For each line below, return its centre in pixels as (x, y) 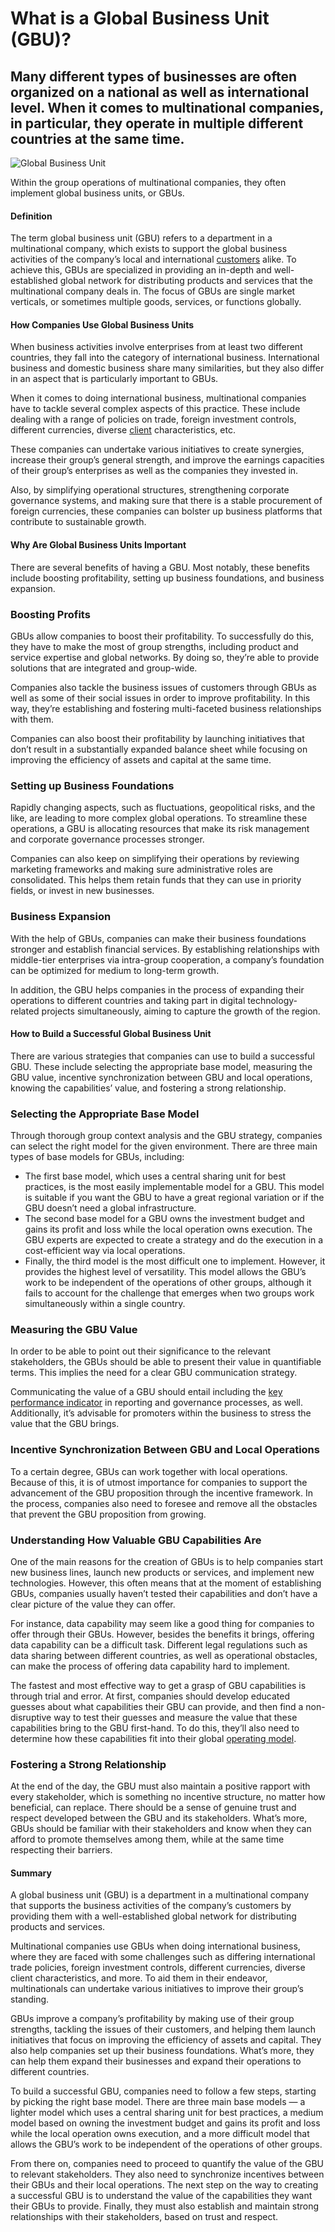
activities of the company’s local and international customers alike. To (153, 259)
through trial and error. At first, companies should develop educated (150, 1696)
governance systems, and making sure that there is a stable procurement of (166, 501)
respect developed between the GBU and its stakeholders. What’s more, (159, 1818)
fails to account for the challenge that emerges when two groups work (169, 1293)
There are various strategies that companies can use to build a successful (163, 1056)
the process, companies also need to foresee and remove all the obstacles (164, 1503)
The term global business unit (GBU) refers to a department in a (141, 238)
